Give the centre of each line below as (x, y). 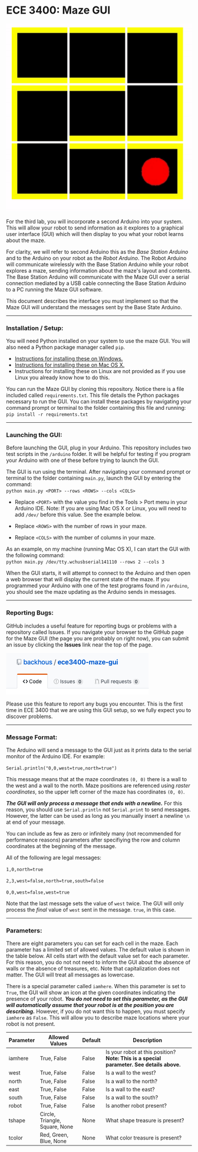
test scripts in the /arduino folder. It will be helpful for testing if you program (98, 454)
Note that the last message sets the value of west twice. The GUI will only (95, 903)
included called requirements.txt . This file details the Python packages (93, 395)
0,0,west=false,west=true (38, 892)
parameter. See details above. (143, 1064)
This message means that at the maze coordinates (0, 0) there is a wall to (97, 779)
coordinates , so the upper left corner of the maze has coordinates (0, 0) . (95, 792)
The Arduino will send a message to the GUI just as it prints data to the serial (99, 750)
